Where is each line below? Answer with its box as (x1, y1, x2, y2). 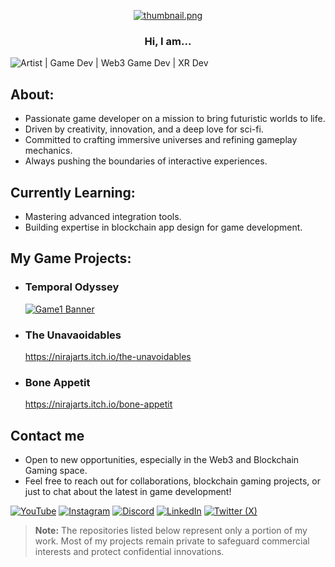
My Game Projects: (10, 250, 132, 267)
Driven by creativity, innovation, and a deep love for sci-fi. (24, 123, 264, 135)
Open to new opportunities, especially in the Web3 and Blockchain (24, 454, 300, 466)
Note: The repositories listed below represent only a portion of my (34, 525, 308, 537)
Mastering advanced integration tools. (24, 210, 182, 222)
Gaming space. (24, 465, 88, 477)
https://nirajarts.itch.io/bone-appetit (24, 398, 173, 410)
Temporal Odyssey (24, 280, 120, 294)
